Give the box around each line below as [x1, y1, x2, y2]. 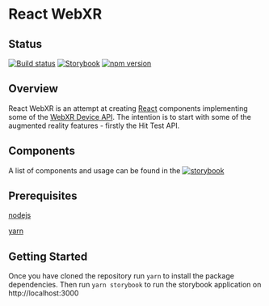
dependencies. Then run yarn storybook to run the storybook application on [8, 280, 262, 290]
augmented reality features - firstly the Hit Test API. [8, 121, 180, 130]
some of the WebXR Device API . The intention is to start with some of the [8, 112, 252, 121]
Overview [8, 82, 59, 96]
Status [8, 37, 43, 51]
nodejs [8, 210, 32, 220]
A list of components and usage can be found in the [8, 165, 181, 175]
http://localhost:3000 [8, 288, 79, 298]
